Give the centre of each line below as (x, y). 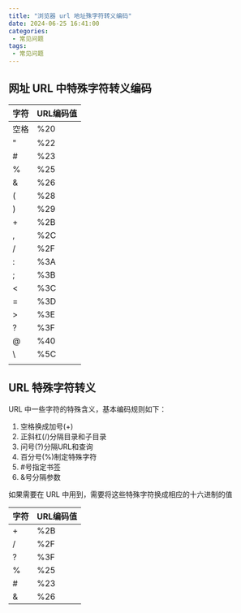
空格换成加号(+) (47, 426)
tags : (17, 46)
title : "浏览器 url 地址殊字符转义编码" (70, 16)
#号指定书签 (40, 467)
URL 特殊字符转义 (52, 388)
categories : (28, 31)
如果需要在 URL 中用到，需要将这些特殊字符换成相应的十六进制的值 (120, 494)
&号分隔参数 (40, 477)
